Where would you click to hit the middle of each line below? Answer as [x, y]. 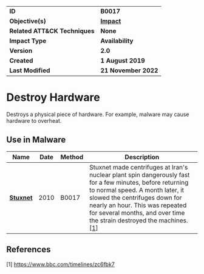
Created [21, 60]
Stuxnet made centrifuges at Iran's [138, 167]
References [29, 249]
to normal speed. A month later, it [136, 190]
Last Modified [30, 70]
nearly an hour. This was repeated [138, 205]
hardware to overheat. [34, 120]
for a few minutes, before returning [139, 182]
